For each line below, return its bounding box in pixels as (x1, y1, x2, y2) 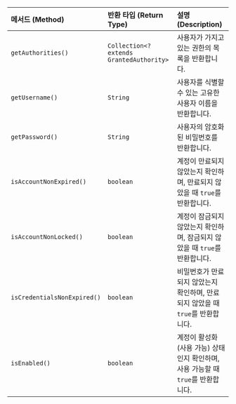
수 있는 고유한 (176, 88, 220, 97)
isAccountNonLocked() (11, 233, 83, 241)
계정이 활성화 (176, 332, 218, 342)
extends (107, 49, 133, 57)
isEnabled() (11, 359, 51, 367)
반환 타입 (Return (107, 11, 164, 20)
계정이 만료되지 (176, 156, 225, 166)
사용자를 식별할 (176, 77, 225, 87)
